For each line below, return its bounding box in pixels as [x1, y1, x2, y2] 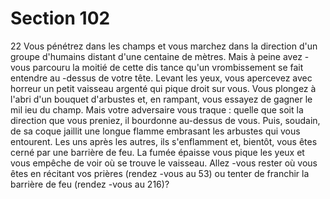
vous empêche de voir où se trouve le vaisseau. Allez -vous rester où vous [10, 157, 318, 169]
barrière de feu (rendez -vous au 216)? [10, 178, 170, 190]
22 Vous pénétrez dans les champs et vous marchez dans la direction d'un [10, 40, 318, 52]
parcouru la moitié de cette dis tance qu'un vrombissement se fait [32, 61, 304, 73]
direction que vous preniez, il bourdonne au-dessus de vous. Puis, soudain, [10, 114, 321, 126]
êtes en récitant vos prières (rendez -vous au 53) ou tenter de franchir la [10, 167, 310, 179]
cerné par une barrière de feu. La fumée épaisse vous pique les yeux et [10, 146, 305, 158]
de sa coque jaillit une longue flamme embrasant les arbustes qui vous [10, 125, 301, 137]
